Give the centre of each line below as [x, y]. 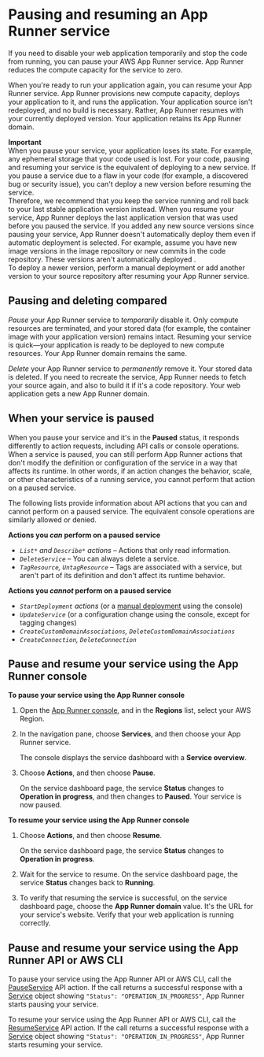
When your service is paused [81, 419]
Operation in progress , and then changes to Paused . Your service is [130, 796]
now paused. [40, 805]
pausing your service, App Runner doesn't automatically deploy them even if [132, 234]
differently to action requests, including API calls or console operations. [124, 446]
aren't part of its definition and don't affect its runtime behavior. [122, 575]
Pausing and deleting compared [88, 301]
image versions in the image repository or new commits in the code [117, 250]
